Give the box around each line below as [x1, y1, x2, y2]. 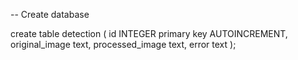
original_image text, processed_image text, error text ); [10, 39, 237, 50]
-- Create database [10, 9, 90, 20]
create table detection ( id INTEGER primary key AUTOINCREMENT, [10, 28, 288, 39]
